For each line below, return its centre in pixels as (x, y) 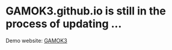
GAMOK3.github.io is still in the (86, 11)
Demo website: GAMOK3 (36, 40)
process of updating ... (64, 24)
